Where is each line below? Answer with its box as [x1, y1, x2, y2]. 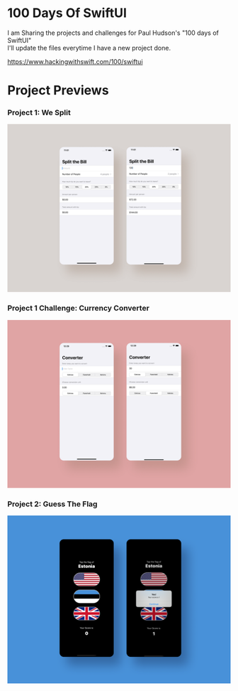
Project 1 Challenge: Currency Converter [7, 304, 150, 314]
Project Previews [7, 82, 109, 99]
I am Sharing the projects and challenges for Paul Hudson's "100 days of [7, 28, 220, 37]
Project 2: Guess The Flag [7, 499, 98, 509]
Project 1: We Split [7, 108, 71, 118]
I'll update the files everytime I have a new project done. [7, 43, 171, 52]
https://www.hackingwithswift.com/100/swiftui [7, 57, 143, 65]
